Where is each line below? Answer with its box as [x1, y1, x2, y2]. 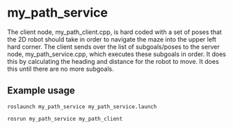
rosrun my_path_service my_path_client [7, 115, 123, 122]
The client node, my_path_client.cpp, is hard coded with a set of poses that [7, 28, 223, 36]
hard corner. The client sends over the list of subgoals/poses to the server [7, 42, 220, 51]
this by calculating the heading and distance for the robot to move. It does [7, 57, 219, 65]
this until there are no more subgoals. [7, 64, 115, 73]
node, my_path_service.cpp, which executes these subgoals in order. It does [7, 50, 226, 58]
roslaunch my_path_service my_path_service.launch [7, 103, 157, 110]
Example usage [7, 85, 75, 96]
